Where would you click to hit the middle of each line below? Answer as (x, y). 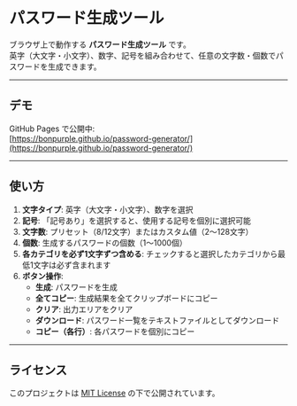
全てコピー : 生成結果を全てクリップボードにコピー (126, 298)
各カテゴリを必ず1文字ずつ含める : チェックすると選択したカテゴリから (150, 254)
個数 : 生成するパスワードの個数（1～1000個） (104, 242)
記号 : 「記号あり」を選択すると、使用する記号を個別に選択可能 (137, 220)
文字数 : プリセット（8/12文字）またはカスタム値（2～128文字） (137, 231)
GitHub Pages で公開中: (52, 129)
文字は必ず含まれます (72, 265)
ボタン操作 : (42, 276)
